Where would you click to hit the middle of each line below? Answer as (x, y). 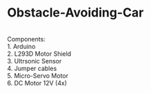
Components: (27, 39)
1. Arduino (21, 46)
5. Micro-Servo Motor (38, 75)
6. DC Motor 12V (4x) (37, 83)
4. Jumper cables (32, 68)
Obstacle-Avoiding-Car (75, 13)
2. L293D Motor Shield (39, 54)
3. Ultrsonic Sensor (34, 61)
